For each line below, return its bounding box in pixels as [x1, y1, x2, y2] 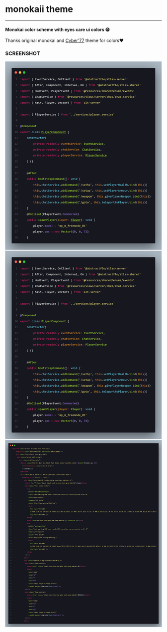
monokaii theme [5, 3, 74, 15]
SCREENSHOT [5, 50, 40, 57]
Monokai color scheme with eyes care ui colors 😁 [5, 26, 110, 32]
